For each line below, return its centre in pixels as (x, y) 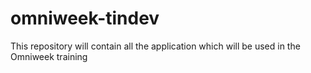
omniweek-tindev (85, 18)
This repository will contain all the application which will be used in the (155, 46)
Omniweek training (49, 56)
